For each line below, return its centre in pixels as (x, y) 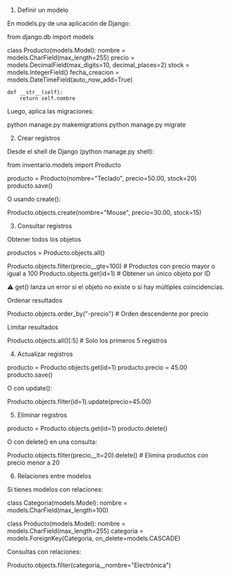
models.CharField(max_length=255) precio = (71, 57)
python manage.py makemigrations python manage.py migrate (96, 125)
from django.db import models (50, 37)
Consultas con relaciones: (44, 552)
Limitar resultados (33, 327)
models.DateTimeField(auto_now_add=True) (70, 80)
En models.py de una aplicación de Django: (69, 23)
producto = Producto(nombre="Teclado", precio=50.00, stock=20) (102, 178)
